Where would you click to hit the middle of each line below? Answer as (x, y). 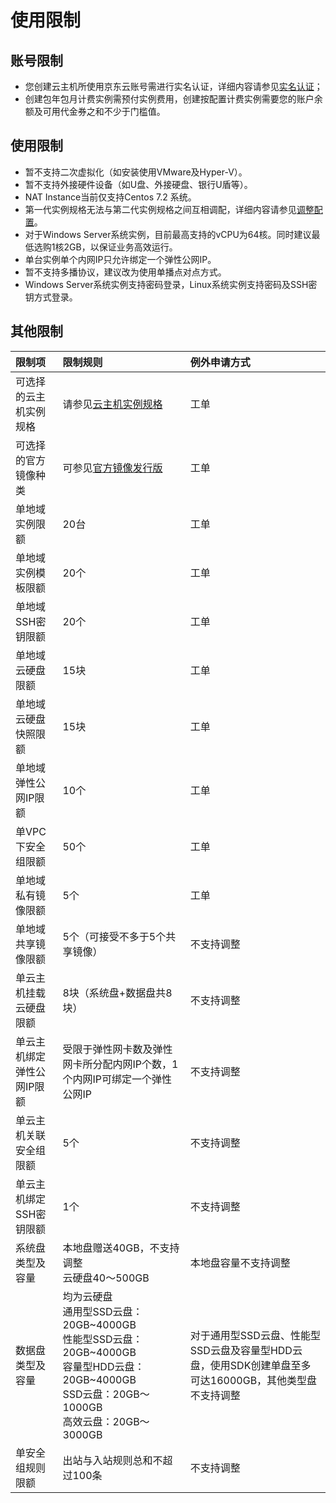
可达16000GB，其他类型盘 (253, 1380)
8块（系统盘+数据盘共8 (117, 993)
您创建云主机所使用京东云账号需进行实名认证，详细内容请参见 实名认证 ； (173, 86)
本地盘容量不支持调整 (240, 1263)
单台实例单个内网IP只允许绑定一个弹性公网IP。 (120, 259)
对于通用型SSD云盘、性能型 (255, 1335)
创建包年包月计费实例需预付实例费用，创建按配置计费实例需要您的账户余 (173, 99)
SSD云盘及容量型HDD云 (246, 1350)
